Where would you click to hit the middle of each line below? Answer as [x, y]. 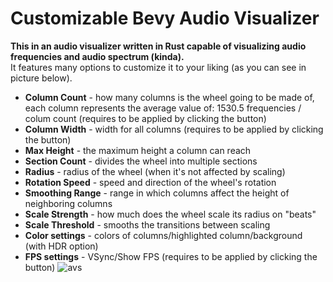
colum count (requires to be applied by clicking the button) [145, 118]
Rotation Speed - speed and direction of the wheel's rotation [150, 182]
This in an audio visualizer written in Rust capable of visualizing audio [158, 46]
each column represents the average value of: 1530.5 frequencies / [163, 108]
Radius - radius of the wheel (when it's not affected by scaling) [155, 171]
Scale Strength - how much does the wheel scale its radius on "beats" [170, 214]
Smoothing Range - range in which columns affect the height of [157, 193]
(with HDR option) [61, 246]
